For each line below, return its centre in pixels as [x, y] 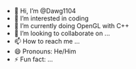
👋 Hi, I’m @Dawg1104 [45, 11]
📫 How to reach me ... [47, 41]
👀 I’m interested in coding [51, 18]
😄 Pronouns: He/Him [45, 51]
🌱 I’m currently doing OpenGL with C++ [72, 26]
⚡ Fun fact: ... [33, 59]
